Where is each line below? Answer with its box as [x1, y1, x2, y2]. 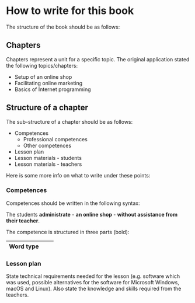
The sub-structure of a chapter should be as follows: [6, 118, 133, 125]
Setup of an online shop [14, 73, 72, 80]
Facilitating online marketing [14, 79, 83, 86]
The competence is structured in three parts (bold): [6, 228, 130, 235]
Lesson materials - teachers [14, 161, 82, 168]
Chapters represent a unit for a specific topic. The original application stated [6, 55, 190, 62]
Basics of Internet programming [14, 86, 92, 93]
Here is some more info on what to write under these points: [6, 172, 151, 179]
